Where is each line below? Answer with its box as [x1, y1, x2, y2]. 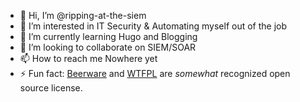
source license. [19, 82, 83, 94]
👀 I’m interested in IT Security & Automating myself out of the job [19, 20, 288, 32]
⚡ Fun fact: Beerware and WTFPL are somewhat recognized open [19, 68, 291, 79]
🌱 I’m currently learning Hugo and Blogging [19, 31, 198, 42]
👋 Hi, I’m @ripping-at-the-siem [19, 10, 147, 21]
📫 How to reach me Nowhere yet [19, 53, 158, 64]
